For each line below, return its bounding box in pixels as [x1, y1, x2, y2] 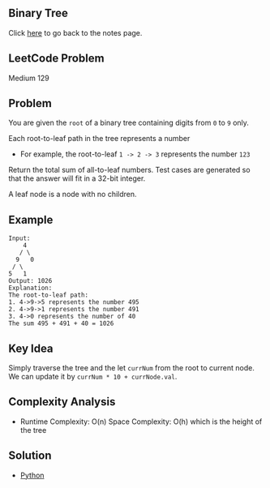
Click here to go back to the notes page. [8, 28, 143, 37]
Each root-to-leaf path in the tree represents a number [8, 134, 191, 143]
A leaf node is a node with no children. [8, 190, 137, 199]
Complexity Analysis [8, 395, 116, 409]
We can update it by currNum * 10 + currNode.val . [8, 372, 178, 382]
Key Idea [8, 341, 54, 355]
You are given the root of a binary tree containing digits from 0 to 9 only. [8, 118, 250, 128]
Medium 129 [8, 73, 50, 83]
